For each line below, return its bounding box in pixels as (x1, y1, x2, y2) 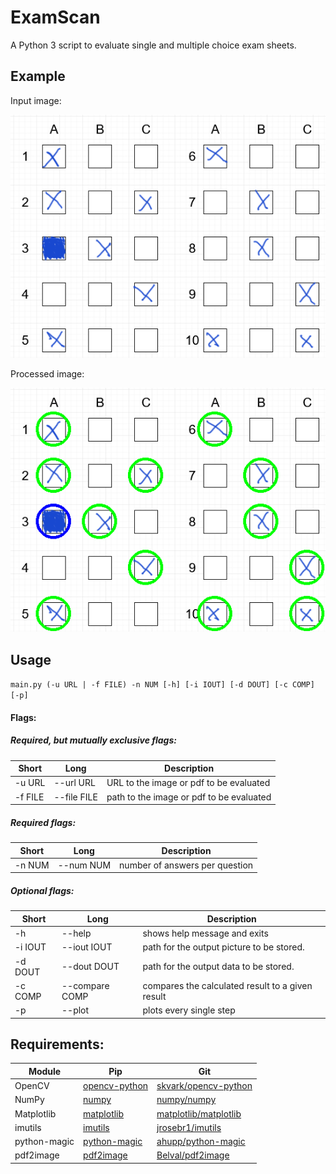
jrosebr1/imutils (156, 1121, 222, 1133)
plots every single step (142, 1004, 236, 1016)
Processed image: (10, 368, 85, 380)
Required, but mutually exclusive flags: (10, 734, 177, 746)
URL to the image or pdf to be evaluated (106, 777, 271, 789)
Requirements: (10, 1036, 105, 1053)
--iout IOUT (61, 941, 113, 953)
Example (10, 68, 66, 85)
